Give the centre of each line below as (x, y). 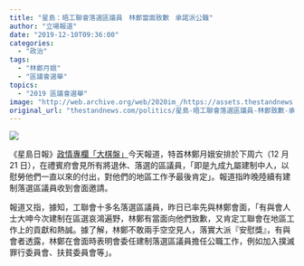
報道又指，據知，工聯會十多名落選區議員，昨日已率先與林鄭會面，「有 (138, 207)
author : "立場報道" (43, 26)
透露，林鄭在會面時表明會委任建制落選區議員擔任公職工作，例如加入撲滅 (160, 242)
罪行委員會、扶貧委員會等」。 (63, 252)
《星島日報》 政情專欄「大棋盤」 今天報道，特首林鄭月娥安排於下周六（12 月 (149, 154)
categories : (32, 43)
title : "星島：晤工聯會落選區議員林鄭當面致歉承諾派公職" (111, 18)
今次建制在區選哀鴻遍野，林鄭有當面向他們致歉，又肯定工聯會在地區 (160, 219)
